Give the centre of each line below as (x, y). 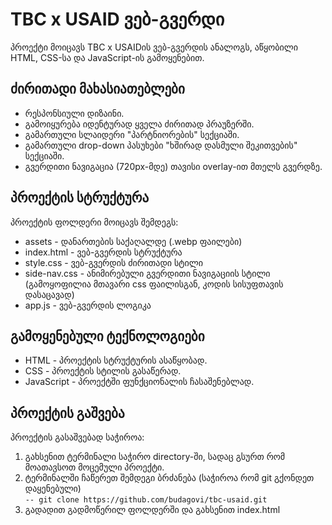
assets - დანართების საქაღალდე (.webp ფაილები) (133, 241)
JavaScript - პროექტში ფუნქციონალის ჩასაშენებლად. (139, 382)
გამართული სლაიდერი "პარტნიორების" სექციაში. (132, 134)
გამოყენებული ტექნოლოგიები (107, 336)
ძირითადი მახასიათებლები (97, 89)
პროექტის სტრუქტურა (80, 198)
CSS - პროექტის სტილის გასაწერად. (103, 371)
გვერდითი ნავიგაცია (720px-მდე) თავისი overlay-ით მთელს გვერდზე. (173, 166)
